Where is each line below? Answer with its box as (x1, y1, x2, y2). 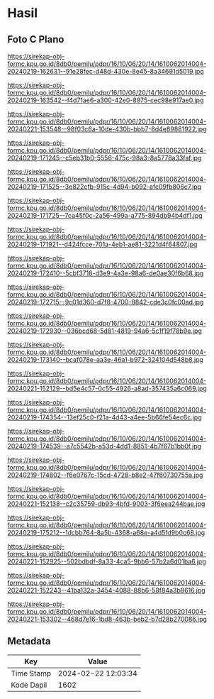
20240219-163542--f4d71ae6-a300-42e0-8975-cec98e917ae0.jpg (7, 96, 204, 104)
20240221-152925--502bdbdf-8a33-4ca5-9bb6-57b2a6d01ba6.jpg (7, 557, 207, 566)
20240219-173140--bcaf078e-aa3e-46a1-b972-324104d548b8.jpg (7, 356, 203, 363)
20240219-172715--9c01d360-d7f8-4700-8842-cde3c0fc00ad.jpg (7, 298, 204, 306)
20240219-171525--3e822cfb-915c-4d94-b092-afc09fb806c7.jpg (7, 182, 202, 191)
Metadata (7, 635, 51, 647)
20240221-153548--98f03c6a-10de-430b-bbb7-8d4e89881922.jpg (7, 125, 207, 133)
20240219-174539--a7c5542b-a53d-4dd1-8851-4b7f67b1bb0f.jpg (7, 442, 202, 450)
